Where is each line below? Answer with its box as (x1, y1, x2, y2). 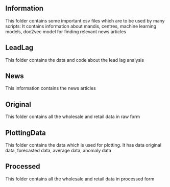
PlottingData (5, 128, 46, 137)
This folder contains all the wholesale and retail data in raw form (5, 113, 140, 120)
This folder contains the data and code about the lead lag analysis (5, 57, 144, 63)
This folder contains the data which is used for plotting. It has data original (5, 142, 162, 148)
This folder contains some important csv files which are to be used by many (5, 17, 165, 24)
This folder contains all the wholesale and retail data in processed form (5, 176, 155, 182)
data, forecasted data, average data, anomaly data (5, 148, 111, 154)
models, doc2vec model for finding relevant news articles (5, 28, 127, 35)
